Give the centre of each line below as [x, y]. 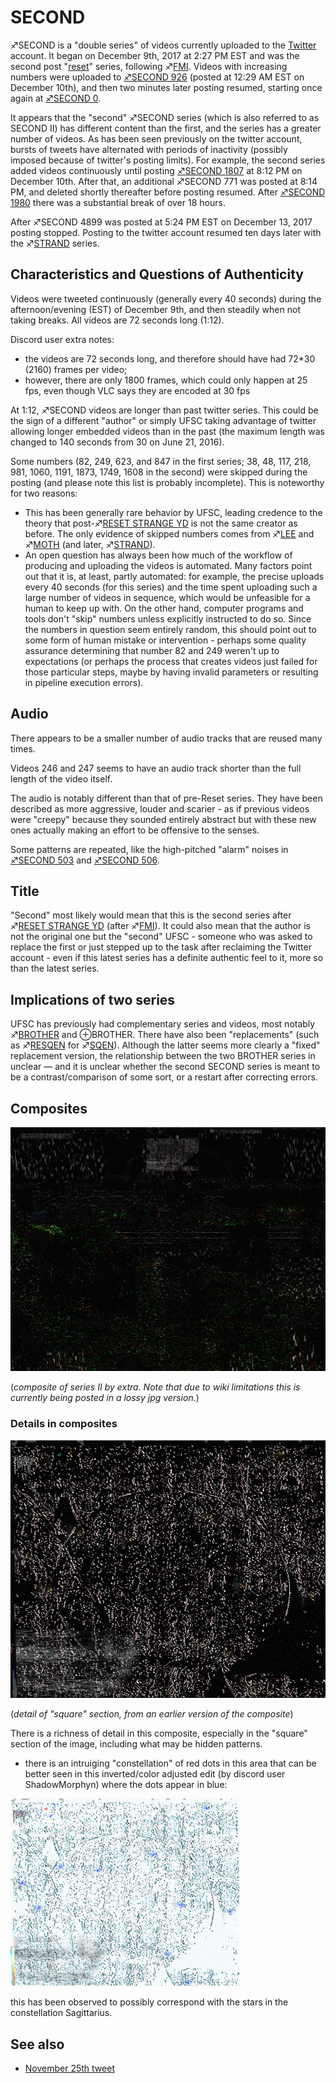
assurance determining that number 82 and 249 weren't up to [152, 650]
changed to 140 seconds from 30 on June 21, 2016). [117, 442]
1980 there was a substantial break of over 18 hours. [118, 202]
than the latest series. [55, 968]
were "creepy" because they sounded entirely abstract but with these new [163, 819]
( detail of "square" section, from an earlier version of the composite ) [152, 1714]
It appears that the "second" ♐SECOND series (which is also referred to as [165, 117]
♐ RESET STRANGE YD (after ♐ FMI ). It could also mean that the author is [160, 926]
